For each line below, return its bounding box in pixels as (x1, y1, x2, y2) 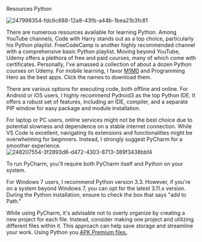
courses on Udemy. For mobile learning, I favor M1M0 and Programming (6, 67, 185, 74)
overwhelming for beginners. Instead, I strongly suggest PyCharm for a (6, 136, 183, 143)
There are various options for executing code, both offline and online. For (6, 85, 188, 93)
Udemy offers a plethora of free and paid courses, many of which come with (6, 54, 197, 61)
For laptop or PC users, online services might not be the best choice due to (6, 116, 193, 123)
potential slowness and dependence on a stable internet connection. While (6, 123, 192, 129)
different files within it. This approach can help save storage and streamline (6, 222, 194, 229)
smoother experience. (6, 142, 62, 149)
